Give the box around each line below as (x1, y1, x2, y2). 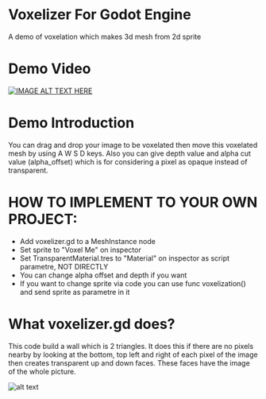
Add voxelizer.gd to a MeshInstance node (19, 236, 156, 246)
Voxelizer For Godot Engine (8, 6, 192, 24)
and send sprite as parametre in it (19, 287, 130, 296)
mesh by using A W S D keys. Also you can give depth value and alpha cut (8, 149, 252, 158)
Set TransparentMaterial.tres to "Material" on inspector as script (19, 253, 230, 263)
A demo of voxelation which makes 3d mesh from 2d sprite (8, 32, 202, 41)
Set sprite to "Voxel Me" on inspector (19, 245, 141, 254)
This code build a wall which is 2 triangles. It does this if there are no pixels (8, 341, 254, 351)
